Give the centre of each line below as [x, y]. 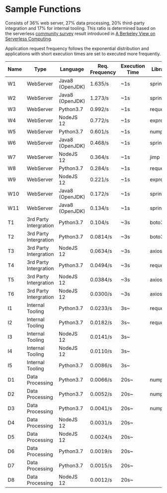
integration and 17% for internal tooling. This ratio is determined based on [80, 28]
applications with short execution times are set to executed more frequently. [83, 54]
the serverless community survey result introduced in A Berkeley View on [80, 33]
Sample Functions [43, 9]
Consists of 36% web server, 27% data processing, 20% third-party [75, 23]
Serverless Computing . [29, 39]
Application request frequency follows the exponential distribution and [77, 48]
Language [72, 69]
